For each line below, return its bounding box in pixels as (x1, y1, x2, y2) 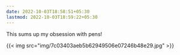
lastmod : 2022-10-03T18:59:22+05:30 (6, 14, 98, 20)
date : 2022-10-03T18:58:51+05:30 (6, 8, 90, 15)
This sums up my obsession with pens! (6, 30, 103, 37)
